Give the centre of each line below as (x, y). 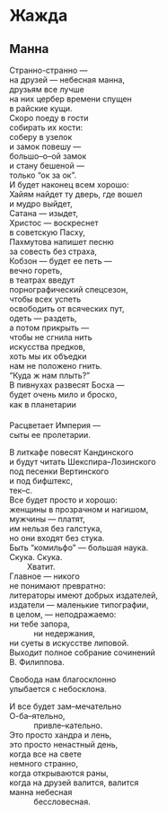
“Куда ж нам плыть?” (50, 375)
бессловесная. (62, 801)
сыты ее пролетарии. (50, 435)
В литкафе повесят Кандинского (71, 452)
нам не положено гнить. (56, 366)
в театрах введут (42, 280)
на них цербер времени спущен (70, 99)
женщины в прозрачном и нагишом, (79, 509)
